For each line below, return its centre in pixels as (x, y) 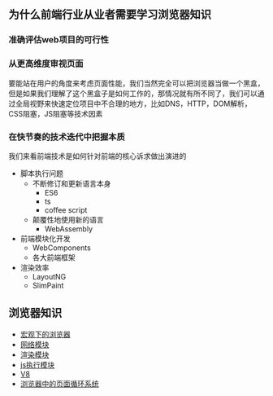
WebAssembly (69, 229)
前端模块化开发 (45, 238)
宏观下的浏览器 (45, 334)
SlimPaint (48, 285)
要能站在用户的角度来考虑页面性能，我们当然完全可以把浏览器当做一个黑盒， (136, 83)
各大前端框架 (54, 257)
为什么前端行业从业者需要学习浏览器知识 (110, 15)
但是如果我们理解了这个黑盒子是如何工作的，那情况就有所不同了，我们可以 (133, 93)
